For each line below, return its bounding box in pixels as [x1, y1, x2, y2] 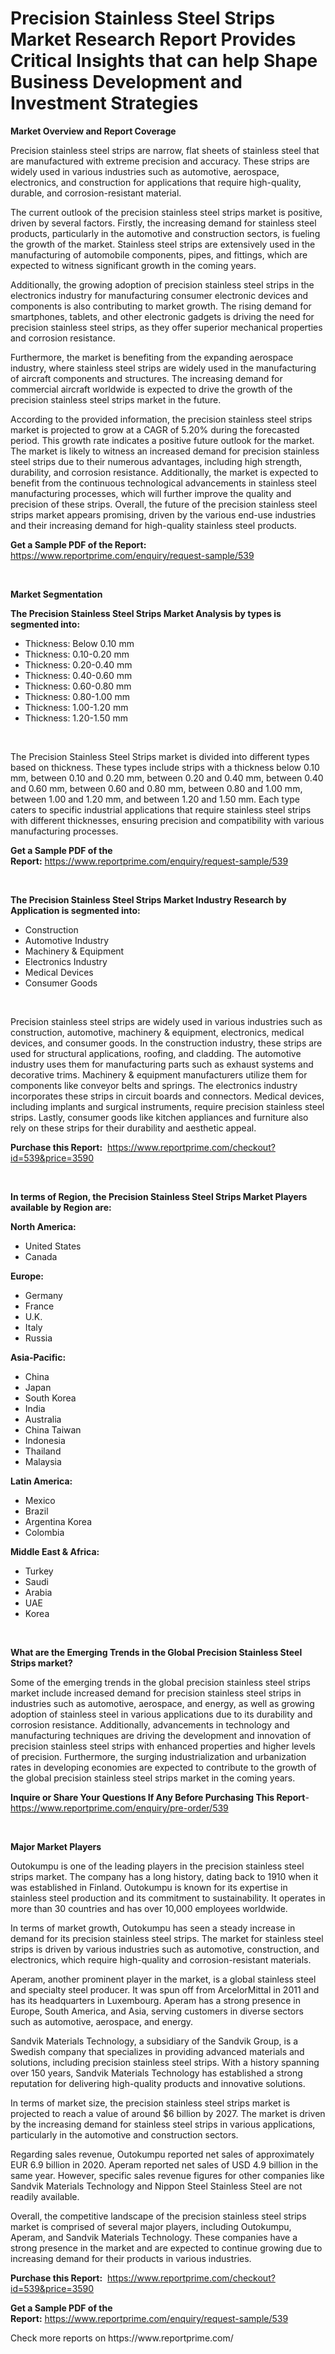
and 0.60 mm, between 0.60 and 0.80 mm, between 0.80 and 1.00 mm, [10, 782, 303, 794]
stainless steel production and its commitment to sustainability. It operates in [10, 1892, 326, 1904]
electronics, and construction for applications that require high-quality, [10, 176, 302, 188]
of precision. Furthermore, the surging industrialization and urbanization [10, 1750, 307, 1762]
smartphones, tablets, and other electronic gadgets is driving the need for [10, 310, 315, 322]
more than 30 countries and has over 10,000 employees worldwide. [10, 1902, 288, 1914]
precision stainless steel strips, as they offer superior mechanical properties [10, 321, 323, 333]
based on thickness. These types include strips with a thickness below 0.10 [10, 761, 320, 773]
